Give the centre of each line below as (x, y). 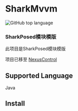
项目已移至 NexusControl (31, 60)
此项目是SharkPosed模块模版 (35, 49)
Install (15, 104)
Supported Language (39, 75)
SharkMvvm (31, 9)
